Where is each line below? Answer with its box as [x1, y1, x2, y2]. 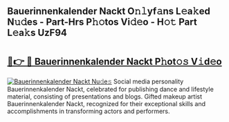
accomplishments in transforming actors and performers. [7, 107, 171, 115]
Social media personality [113, 77, 184, 85]
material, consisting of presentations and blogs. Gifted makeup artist [7, 92, 203, 101]
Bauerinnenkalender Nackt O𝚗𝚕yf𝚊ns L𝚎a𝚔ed [7, 6, 211, 17]
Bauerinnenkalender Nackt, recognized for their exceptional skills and [7, 100, 206, 108]
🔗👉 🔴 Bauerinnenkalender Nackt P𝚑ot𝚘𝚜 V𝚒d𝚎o [7, 55, 223, 68]
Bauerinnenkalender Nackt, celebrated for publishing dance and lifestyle [7, 85, 214, 93]
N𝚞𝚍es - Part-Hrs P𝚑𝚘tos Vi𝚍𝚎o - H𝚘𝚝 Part [7, 17, 197, 28]
